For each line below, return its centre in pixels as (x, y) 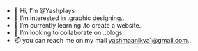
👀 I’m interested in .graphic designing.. (69, 18)
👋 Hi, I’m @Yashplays (44, 11)
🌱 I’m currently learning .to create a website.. (78, 25)
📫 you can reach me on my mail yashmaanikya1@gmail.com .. (102, 40)
